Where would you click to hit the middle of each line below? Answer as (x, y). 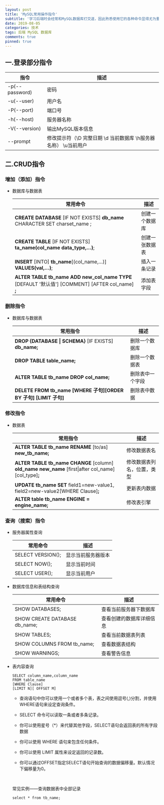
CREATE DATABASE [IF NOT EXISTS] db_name (69, 218)
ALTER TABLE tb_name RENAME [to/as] (61, 447)
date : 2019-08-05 (23, 23)
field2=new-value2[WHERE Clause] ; (57, 491)
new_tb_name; (32, 453)
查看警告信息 (116, 654)
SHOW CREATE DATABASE (45, 619)
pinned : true (18, 42)
